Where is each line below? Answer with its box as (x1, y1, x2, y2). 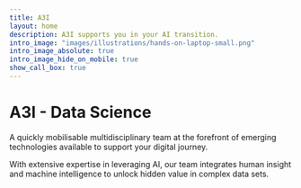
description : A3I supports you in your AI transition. (9, 30, 219, 39)
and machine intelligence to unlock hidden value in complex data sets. (9, 168, 270, 179)
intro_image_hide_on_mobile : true (9, 55, 139, 64)
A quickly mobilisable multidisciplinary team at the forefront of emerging (9, 131, 277, 142)
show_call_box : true (9, 64, 87, 73)
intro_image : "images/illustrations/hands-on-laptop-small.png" (9, 38, 255, 48)
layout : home (9, 22, 58, 31)
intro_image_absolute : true (9, 47, 115, 56)
